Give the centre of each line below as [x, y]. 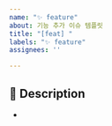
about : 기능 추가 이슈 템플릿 [56, 26]
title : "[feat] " [41, 33]
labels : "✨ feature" [48, 42]
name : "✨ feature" [44, 17]
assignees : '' [35, 50]
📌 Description [47, 93]
